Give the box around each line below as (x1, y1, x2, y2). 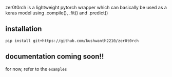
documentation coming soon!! (5, 52, 104, 61)
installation (5, 25, 42, 33)
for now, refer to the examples (5, 66, 67, 72)
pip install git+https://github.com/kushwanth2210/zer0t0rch (5, 38, 139, 43)
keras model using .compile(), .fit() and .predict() (5, 10, 108, 16)
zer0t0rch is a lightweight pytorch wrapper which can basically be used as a (5, 5, 167, 10)
